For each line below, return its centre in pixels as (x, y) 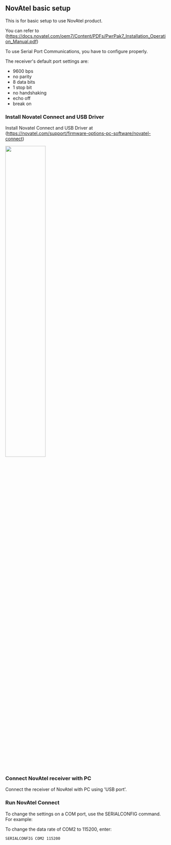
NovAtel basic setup (38, 8)
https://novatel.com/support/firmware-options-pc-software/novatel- (79, 133)
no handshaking (30, 93)
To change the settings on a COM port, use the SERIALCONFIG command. (83, 814)
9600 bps (23, 71)
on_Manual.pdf (21, 41)
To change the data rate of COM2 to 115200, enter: (59, 829)
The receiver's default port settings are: (47, 61)
